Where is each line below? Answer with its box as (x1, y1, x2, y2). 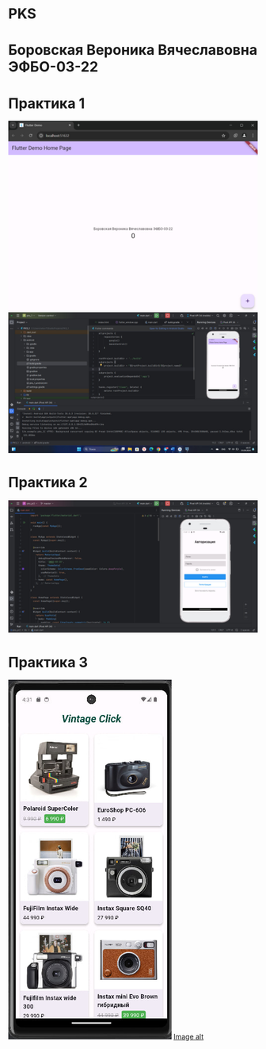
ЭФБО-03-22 (8, 58, 99, 76)
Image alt (173, 1032, 204, 1042)
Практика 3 (8, 653, 89, 671)
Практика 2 (8, 473, 89, 491)
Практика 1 (8, 94, 85, 112)
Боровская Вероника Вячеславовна (8, 41, 258, 60)
